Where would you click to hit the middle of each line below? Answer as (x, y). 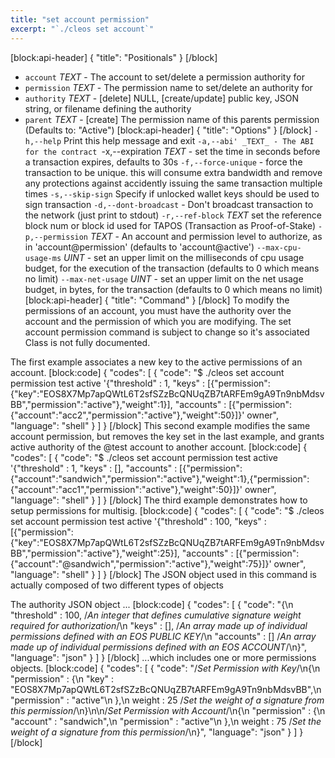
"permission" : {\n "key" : (62, 678)
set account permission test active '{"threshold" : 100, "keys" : (138, 521)
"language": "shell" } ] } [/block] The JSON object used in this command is (163, 574)
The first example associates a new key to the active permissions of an (156, 362)
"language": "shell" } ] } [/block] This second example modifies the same (160, 425)
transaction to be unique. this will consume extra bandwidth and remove (173, 172)
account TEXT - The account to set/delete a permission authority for (164, 77)
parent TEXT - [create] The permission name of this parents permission (172, 119)
